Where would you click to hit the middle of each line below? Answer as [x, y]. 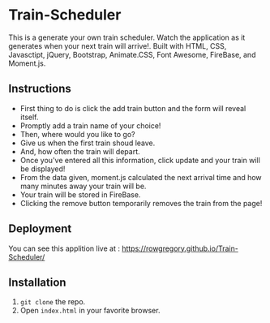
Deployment [40, 229]
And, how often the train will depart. [80, 151]
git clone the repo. [53, 302]
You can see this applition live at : [64, 248]
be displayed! [43, 169]
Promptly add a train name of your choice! [90, 125]
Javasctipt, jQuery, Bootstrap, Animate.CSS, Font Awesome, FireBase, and [132, 54]
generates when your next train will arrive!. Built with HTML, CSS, [118, 45]
